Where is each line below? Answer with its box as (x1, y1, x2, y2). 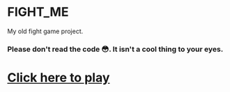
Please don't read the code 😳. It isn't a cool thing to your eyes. (7, 44, 224, 54)
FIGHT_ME (7, 4, 69, 20)
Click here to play (7, 70, 110, 86)
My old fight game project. (7, 27, 84, 35)
